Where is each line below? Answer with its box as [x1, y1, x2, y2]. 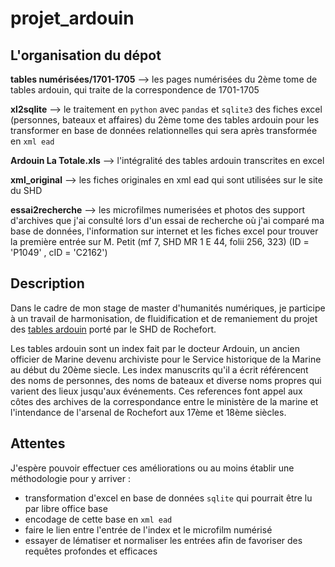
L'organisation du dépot [10, 47, 162, 64]
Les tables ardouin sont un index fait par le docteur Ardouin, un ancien [10, 342, 300, 354]
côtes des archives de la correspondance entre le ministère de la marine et [10, 395, 319, 407]
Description [10, 275, 85, 292]
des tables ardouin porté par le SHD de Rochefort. [10, 323, 217, 335]
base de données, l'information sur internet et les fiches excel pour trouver [10, 225, 319, 237]
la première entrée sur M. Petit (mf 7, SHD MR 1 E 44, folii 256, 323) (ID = [10, 236, 310, 247]
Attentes [10, 435, 66, 452]
